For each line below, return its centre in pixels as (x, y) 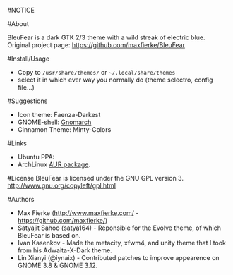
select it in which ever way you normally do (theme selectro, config (115, 80)
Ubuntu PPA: (36, 157)
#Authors (21, 199)
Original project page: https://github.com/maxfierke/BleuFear (96, 45)
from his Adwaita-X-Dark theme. (65, 250)
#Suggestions (28, 101)
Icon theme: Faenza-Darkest (59, 115)
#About (18, 24)
